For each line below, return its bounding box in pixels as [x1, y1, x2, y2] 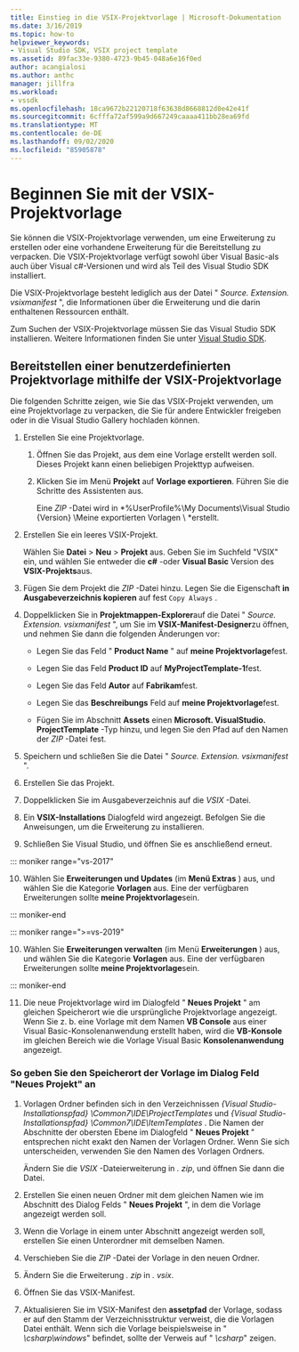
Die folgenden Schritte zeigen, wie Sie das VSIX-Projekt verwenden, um [10, 396, 274, 407]
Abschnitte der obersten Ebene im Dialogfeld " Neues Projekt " [22, 1127, 255, 1137]
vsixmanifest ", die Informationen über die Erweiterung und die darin [10, 296, 261, 307]
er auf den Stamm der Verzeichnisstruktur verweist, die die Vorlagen [22, 1314, 275, 1324]
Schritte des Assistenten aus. [36, 486, 144, 497]
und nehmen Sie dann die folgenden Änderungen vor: [22, 628, 221, 639]
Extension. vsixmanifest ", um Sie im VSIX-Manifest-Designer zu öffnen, [22, 619, 289, 630]
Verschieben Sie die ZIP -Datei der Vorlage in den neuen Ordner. [22, 1252, 261, 1263]
